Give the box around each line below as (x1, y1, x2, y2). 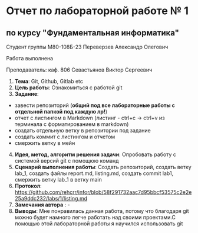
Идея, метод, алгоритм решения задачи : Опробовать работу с (14, 151, 177, 158)
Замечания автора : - (14, 201, 70, 208)
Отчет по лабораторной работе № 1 (6, 4, 189, 18)
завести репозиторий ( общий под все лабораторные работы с (14, 102, 175, 109)
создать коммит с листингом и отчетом (14, 133, 115, 140)
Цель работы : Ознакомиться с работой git (14, 84, 123, 91)
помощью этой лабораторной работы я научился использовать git (14, 220, 183, 227)
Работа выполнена (6, 55, 54, 62)
